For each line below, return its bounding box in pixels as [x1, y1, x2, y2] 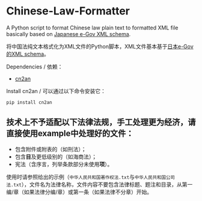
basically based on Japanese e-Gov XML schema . [6, 30, 131, 37]
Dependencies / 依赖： [6, 63, 63, 70]
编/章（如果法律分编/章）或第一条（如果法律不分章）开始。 [6, 188, 153, 196]
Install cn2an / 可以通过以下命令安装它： [6, 87, 106, 94]
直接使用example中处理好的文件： [6, 128, 134, 139]
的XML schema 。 [6, 50, 50, 58]
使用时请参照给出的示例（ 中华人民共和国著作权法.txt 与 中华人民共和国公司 [6, 173, 176, 181]
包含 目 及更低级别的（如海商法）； [14, 153, 97, 160]
